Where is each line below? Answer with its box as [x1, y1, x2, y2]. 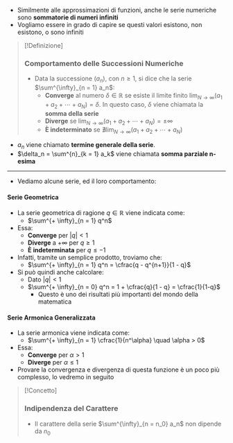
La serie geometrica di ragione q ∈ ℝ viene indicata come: [17, 209, 185, 217]
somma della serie [44, 109, 99, 117]
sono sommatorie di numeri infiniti [17, 13, 119, 21]
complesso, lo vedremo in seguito [17, 373, 114, 381]
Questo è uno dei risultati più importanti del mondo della [37, 290, 199, 299]
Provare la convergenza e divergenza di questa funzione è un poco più [17, 365, 220, 374]
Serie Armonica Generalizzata [7, 313, 96, 322]
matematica [37, 297, 72, 306]
